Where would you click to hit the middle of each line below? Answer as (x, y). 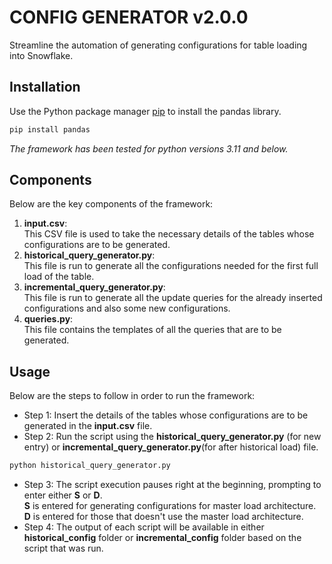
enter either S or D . (63, 495)
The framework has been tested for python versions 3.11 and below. (149, 148)
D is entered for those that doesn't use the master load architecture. (163, 517)
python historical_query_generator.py (90, 466)
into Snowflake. (41, 55)
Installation (45, 87)
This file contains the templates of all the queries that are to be (152, 330)
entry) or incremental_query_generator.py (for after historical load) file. (171, 447)
